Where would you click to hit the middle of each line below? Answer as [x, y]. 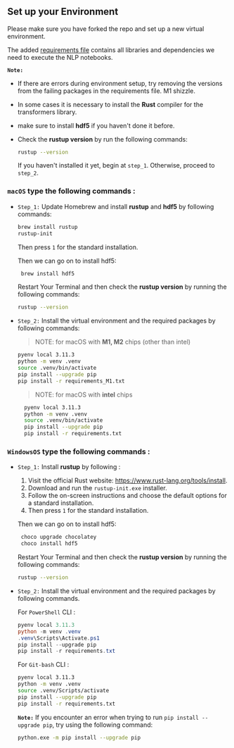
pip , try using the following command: [98, 725]
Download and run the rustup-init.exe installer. [97, 488]
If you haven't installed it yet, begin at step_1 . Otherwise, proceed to [116, 166]
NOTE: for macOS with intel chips [84, 394]
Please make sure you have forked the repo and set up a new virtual [106, 29]
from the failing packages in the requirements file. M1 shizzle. [106, 91]
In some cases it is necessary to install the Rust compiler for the [110, 104]
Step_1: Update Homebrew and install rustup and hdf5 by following [116, 206]
